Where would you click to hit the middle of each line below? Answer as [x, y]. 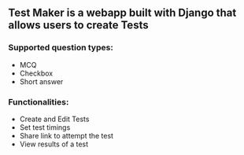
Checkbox [36, 73]
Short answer [41, 81]
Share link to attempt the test [67, 135]
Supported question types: [61, 48]
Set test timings [45, 127]
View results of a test [54, 144]
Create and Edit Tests [54, 119]
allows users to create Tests [78, 26]
